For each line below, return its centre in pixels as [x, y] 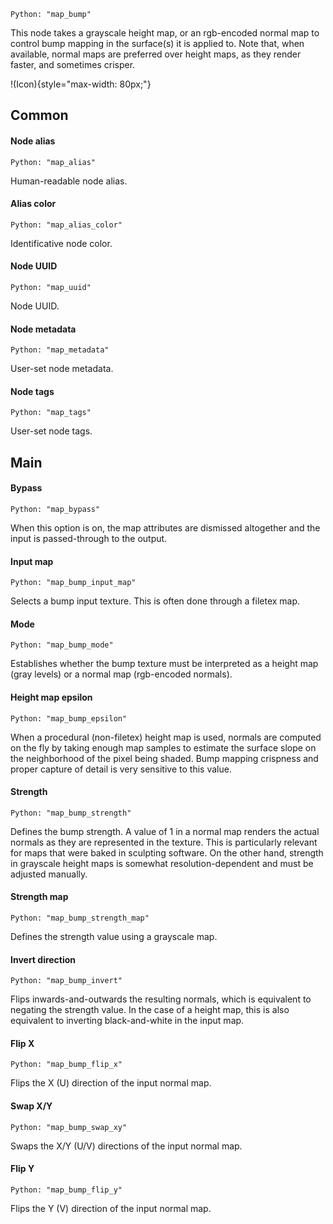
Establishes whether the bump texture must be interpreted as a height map [164, 664]
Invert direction [43, 959]
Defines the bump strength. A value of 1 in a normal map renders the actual [165, 831]
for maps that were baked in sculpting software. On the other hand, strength [167, 852]
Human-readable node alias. [69, 181]
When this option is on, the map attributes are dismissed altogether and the [165, 528]
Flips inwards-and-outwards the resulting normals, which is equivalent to [161, 999]
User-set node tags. [51, 431]
